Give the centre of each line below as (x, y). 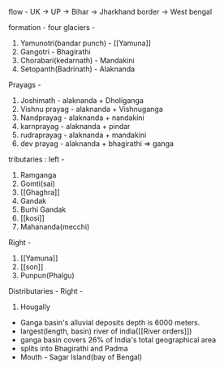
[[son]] (32, 267)
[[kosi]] (32, 218)
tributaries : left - (37, 159)
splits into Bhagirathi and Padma (74, 348)
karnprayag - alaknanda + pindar (75, 126)
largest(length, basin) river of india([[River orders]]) (106, 331)
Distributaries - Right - (46, 291)
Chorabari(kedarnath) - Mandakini (78, 60)
